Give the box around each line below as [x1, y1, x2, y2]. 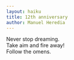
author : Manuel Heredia [6, 19, 66, 25]
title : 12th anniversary [6, 14, 68, 20]
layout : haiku [6, 8, 42, 15]
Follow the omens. [6, 48, 51, 55]
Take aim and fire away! [6, 42, 65, 49]
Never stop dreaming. [6, 36, 60, 43]
